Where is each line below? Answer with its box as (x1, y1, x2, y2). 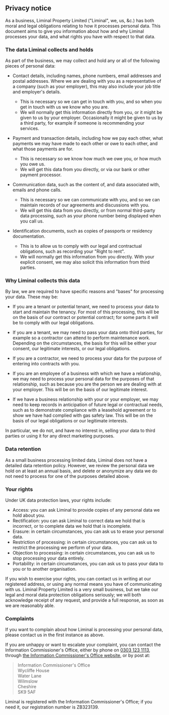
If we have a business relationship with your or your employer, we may (12, 396, 158, 403)
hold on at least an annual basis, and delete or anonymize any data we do (5, 468, 157, 474)
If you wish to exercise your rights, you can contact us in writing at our (5, 576, 151, 582)
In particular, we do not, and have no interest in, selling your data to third (5, 427, 155, 433)
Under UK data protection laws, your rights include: (5, 497, 112, 503)
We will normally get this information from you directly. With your (20, 254, 155, 260)
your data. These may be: (5, 294, 58, 300)
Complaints (5, 615, 34, 622)
